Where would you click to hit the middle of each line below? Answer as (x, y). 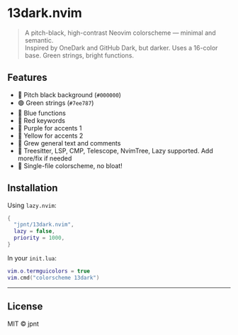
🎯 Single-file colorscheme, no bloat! (70, 165)
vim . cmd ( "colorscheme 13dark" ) (53, 278)
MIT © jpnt (23, 324)
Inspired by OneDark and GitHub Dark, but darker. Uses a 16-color (121, 48)
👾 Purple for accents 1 (50, 128)
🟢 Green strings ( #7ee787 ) (56, 103)
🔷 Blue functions (41, 113)
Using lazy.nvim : (32, 205)
